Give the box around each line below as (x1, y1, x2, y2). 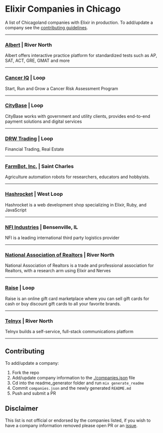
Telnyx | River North (5, 318, 53, 324)
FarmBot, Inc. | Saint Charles (5, 163, 74, 170)
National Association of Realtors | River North (5, 251, 115, 258)
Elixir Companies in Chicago (5, 3, 121, 15)
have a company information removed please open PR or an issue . (5, 422, 138, 428)
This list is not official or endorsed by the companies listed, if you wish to (5, 417, 151, 423)
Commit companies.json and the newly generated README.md (12, 385, 131, 391)
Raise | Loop (5, 284, 35, 291)
